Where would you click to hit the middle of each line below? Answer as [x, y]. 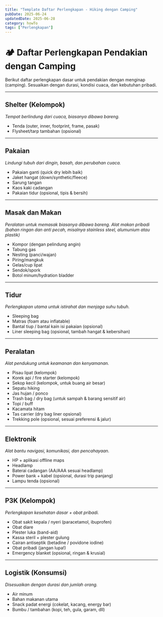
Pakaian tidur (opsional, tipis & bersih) [50, 193]
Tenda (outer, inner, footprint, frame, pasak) [56, 126]
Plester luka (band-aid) [35, 532]
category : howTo [21, 23]
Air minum [22, 594]
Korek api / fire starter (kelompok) [46, 378]
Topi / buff [22, 404]
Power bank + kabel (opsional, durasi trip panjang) [62, 475]
